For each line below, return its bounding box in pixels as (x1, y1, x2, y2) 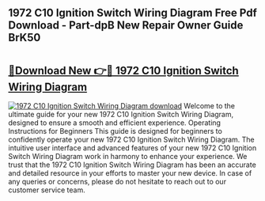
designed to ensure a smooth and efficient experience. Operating (8, 118, 221, 127)
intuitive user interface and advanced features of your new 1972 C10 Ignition (8, 143, 257, 153)
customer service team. (8, 185, 85, 195)
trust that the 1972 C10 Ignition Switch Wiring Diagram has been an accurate (8, 160, 257, 169)
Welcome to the (184, 101, 236, 110)
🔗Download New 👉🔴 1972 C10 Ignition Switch (8, 63, 239, 78)
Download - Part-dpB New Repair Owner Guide (8, 19, 244, 32)
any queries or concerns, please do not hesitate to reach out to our (8, 177, 227, 186)
